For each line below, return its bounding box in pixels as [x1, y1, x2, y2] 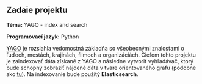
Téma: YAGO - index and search [6, 21, 88, 28]
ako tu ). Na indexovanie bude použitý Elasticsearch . [6, 70, 139, 78]
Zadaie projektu [6, 5, 68, 15]
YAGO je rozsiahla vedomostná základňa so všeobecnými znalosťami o [6, 44, 184, 52]
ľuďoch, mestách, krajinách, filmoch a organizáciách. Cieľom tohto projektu [6, 51, 197, 58]
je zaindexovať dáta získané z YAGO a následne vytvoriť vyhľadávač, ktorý [6, 57, 194, 65]
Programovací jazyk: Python [6, 33, 79, 40]
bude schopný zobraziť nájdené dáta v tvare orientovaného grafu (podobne [6, 64, 197, 71]
